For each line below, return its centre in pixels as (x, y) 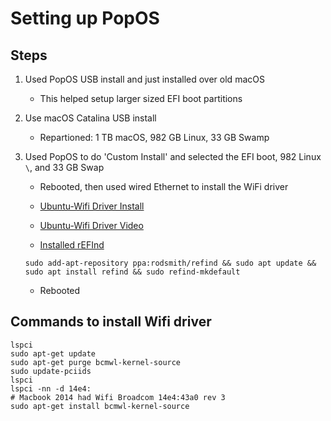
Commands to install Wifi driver (111, 322)
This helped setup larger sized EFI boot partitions (141, 98)
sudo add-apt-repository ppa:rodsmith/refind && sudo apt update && (170, 263)
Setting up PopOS (85, 18)
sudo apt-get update (53, 353)
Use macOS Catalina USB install (90, 118)
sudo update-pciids (51, 371)
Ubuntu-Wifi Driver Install (92, 206)
